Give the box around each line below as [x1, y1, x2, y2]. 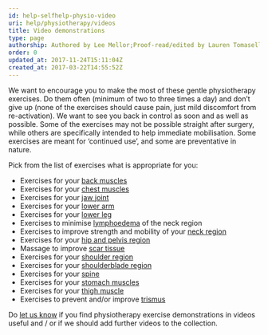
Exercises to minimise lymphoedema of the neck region [19, 218, 203, 227]
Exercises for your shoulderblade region [19, 260, 152, 270]
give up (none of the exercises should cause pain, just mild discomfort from [8, 102, 257, 112]
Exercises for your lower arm [19, 201, 115, 211]
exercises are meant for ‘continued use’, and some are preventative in [8, 136, 237, 146]
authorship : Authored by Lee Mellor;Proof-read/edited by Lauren [8, 41, 230, 49]
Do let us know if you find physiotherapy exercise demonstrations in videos [8, 309, 255, 319]
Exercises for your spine [19, 269, 100, 278]
